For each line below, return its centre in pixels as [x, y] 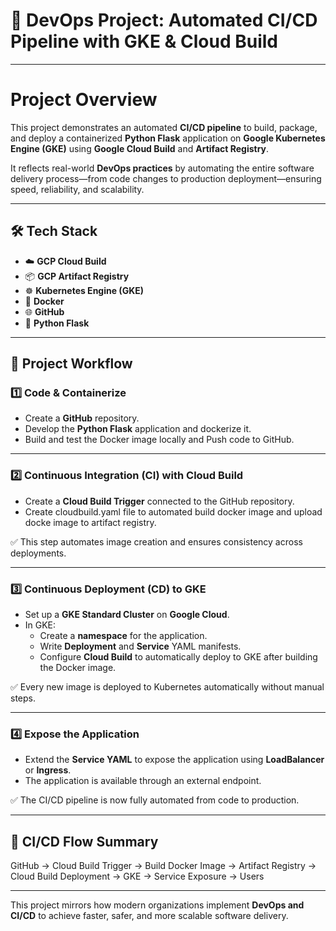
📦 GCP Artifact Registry [77, 276]
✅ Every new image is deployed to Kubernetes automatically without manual [167, 686]
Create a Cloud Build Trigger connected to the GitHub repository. [159, 501]
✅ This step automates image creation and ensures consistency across [156, 541]
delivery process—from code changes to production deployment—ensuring [166, 178]
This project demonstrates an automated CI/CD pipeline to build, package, [164, 127]
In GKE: [40, 625]
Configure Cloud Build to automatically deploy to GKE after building [178, 656]
